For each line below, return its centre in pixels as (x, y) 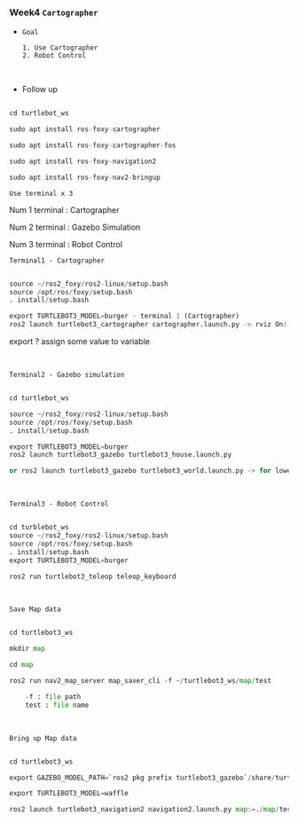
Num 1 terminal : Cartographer (64, 209)
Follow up (40, 90)
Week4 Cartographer (54, 12)
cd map (21, 665)
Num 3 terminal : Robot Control (66, 244)
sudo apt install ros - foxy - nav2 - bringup (85, 177)
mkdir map (27, 649)
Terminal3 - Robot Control (59, 504)
